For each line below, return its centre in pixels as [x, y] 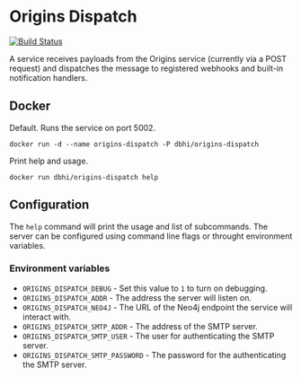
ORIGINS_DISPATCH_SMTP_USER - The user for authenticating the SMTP [148, 336]
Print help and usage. [49, 161]
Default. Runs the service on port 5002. [82, 127]
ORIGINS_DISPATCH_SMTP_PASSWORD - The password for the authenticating [154, 355]
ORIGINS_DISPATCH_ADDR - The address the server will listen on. [137, 297]
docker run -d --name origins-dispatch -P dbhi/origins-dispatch [134, 144]
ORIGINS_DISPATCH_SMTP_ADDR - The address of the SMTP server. [140, 326]
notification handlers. [49, 77]
